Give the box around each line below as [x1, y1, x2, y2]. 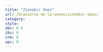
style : [5, 21, 19, 26]
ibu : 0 [5, 30, 19, 35]
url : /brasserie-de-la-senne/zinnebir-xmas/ [5, 12, 99, 17]
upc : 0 [5, 40, 19, 45]
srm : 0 [5, 35, 19, 40]
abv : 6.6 [5, 26, 23, 31]
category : [5, 16, 26, 21]
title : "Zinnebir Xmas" [5, 7, 54, 12]
